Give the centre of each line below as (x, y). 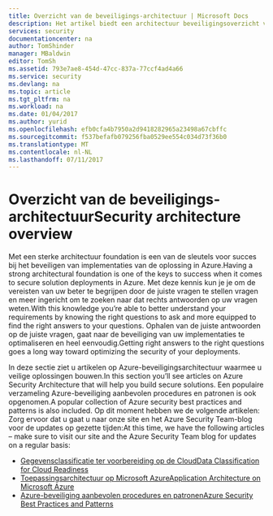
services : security (41, 31)
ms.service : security (45, 76)
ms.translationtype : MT (49, 144)
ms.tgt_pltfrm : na (39, 99)
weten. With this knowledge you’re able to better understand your (117, 309)
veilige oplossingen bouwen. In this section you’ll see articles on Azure (126, 376)
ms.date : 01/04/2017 (43, 115)
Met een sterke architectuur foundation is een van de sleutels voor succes (133, 257)
